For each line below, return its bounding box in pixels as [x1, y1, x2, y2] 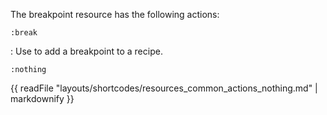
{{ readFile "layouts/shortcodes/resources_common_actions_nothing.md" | [10, 82, 318, 94]
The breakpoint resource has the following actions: [10, 9, 220, 20]
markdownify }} [10, 93, 75, 104]
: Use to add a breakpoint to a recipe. [10, 45, 163, 57]
